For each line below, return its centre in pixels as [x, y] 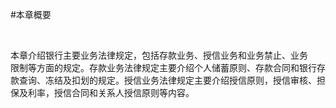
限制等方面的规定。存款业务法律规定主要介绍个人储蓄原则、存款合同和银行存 [168, 67]
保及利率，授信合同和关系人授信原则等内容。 [102, 92]
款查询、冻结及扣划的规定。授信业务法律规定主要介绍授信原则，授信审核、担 [168, 80]
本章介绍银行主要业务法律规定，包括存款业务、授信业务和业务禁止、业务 [159, 55]
